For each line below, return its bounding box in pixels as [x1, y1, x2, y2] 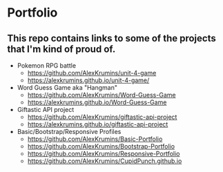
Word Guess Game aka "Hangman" [17, 84, 118, 91]
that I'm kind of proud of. [7, 43, 116, 55]
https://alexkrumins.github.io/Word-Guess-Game [27, 98, 167, 106]
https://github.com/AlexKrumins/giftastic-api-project [27, 113, 177, 121]
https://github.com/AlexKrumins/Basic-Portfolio [27, 135, 163, 143]
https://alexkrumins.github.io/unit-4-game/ [27, 76, 150, 84]
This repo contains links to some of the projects [7, 32, 216, 44]
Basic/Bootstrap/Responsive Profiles [17, 128, 122, 135]
